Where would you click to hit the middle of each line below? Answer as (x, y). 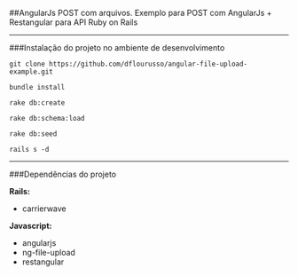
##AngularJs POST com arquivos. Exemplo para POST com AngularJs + (141, 13)
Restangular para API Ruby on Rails (74, 22)
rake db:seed (33, 134)
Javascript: (31, 226)
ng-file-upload (48, 252)
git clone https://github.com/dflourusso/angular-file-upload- (129, 64)
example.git (31, 72)
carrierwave (44, 209)
